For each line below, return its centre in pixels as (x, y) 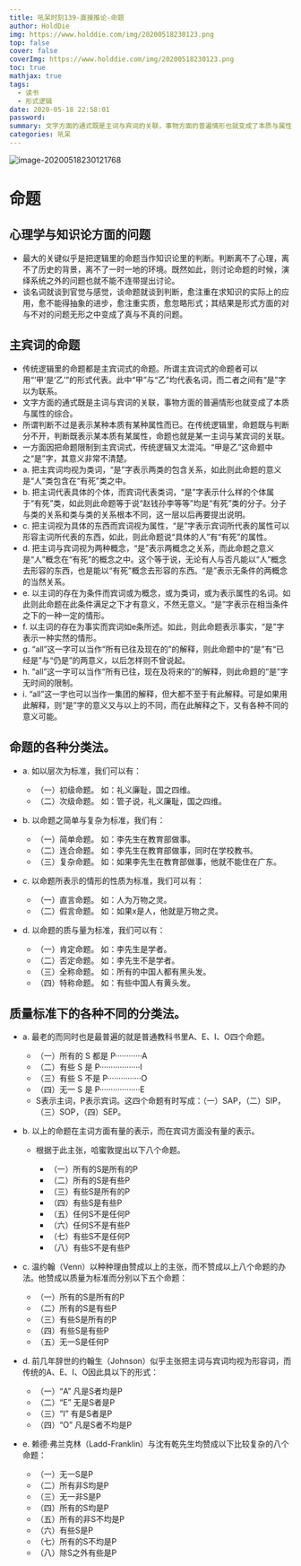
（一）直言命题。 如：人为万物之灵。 (103, 899)
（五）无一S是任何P (72, 1342)
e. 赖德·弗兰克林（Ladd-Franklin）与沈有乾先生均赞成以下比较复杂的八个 (155, 1444)
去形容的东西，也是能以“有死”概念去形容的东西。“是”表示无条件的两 (147, 570)
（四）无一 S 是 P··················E (90, 1089)
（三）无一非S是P (68, 1497)
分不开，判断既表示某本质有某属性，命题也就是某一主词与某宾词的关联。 (155, 435)
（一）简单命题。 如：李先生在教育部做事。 (115, 839)
